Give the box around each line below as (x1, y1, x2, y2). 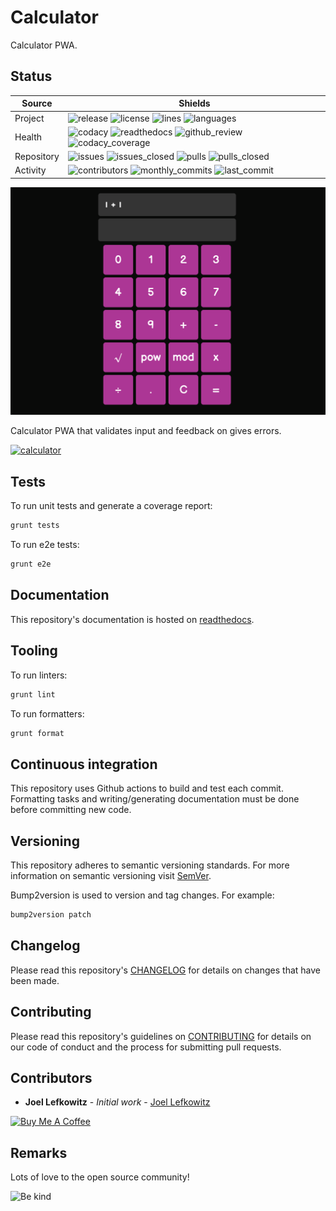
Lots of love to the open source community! (10, 1171, 190, 1183)
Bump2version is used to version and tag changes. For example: (10, 889, 275, 901)
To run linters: (10, 669, 68, 681)
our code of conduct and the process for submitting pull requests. (10, 1041, 282, 1053)
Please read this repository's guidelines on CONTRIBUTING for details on (10, 1030, 312, 1042)
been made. (10, 974, 60, 986)
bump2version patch (10, 910, 92, 920)
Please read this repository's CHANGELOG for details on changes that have (10, 964, 321, 976)
